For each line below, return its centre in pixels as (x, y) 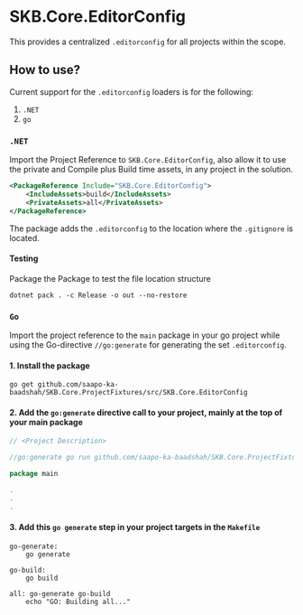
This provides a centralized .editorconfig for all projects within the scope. (148, 42)
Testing (24, 258)
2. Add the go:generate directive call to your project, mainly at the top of (146, 412)
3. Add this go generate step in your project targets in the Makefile (135, 527)
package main (34, 474)
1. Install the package (50, 365)
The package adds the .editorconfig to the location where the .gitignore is (151, 228)
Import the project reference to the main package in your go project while (145, 335)
